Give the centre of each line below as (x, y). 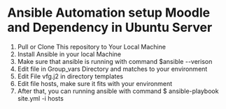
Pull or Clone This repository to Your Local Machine (92, 47)
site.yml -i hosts (41, 98)
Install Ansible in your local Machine (69, 54)
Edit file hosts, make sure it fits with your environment (95, 83)
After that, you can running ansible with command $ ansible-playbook (118, 91)
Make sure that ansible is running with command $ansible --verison (115, 61)
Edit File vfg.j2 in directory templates (70, 76)
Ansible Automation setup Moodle (109, 13)
